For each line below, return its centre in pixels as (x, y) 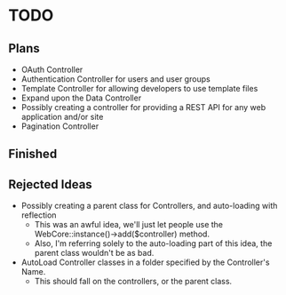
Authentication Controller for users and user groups (115, 79)
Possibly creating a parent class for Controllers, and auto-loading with (149, 206)
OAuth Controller (52, 69)
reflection (39, 215)
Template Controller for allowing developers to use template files (139, 88)
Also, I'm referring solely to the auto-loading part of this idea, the (153, 243)
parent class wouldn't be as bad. (94, 253)
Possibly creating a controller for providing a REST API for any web (143, 107)
